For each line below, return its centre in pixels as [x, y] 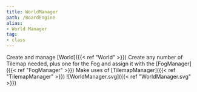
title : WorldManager [32, 12]
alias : [15, 23]
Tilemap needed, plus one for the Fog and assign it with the [80, 64]
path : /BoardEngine [31, 18]
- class [16, 40]
